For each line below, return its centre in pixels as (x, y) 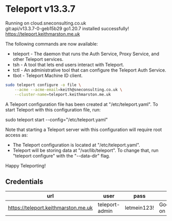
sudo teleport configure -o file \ (43, 85)
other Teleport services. (38, 59)
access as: (17, 135)
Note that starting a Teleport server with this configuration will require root (84, 129)
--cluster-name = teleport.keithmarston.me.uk (63, 94)
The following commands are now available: (52, 43)
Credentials (24, 181)
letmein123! (139, 208)
